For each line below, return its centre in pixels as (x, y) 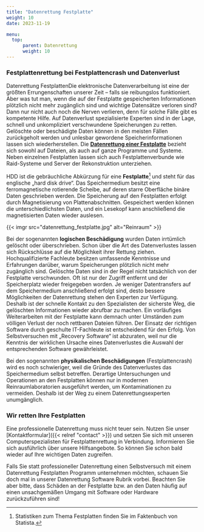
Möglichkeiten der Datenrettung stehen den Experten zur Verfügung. (92, 297)
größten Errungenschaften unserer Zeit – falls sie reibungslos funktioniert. (99, 93)
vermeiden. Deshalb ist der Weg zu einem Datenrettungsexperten (88, 393)
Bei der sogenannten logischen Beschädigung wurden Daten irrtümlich (96, 239)
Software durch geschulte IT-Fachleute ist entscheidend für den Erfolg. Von (101, 329)
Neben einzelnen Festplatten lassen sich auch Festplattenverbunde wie (95, 157)
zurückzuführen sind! (33, 499)
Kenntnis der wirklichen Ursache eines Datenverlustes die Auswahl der (95, 342)
